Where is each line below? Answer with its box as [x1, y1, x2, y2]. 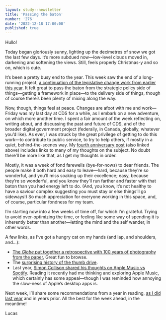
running [5, 80, 21, 86]
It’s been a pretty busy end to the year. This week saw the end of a [5, 74, 142, 80]
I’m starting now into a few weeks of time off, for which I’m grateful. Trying [5, 209, 158, 215]
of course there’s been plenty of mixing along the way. [5, 95, 117, 102]
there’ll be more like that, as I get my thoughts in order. [5, 152, 117, 159]
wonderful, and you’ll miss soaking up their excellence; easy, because [5, 173, 149, 179]
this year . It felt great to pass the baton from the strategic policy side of [5, 85, 151, 91]
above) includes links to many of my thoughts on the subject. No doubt [5, 147, 151, 153]
